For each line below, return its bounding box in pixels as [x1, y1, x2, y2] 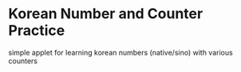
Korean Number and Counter [8, 5, 203, 23]
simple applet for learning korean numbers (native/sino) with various [8, 47, 233, 57]
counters [8, 56, 38, 66]
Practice [8, 21, 65, 40]
